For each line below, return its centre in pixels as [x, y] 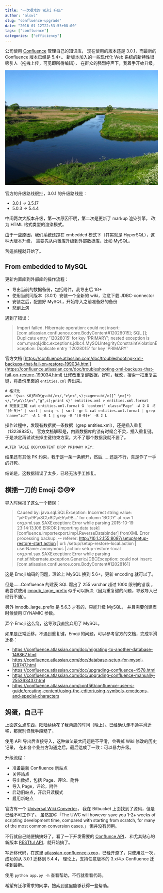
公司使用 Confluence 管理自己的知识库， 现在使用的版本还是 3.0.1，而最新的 [81, 51]
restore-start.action [36, 543]
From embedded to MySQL [46, 267]
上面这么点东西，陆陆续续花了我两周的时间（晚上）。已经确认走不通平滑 [76, 725]
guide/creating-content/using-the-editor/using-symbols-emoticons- [80, 691]
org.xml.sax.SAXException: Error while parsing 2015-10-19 [75, 523]
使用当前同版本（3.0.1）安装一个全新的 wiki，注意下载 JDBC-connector [83, 295]
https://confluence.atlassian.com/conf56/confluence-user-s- [73, 685]
